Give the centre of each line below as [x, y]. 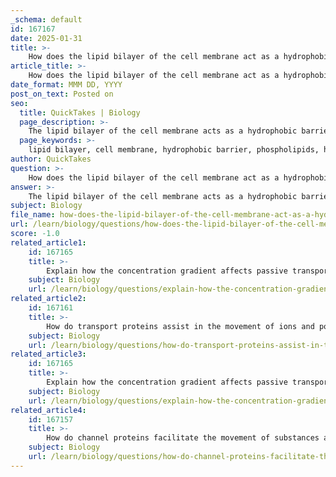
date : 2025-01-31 [46, 38]
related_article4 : [48, 410]
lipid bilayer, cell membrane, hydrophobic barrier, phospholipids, [174, 150]
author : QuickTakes [51, 159]
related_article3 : [48, 354]
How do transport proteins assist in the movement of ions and [180, 326]
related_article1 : [48, 242]
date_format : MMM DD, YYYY [66, 85]
